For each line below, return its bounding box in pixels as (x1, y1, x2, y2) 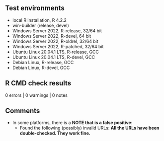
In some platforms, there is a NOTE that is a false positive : (12, 120, 133, 126)
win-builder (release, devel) (12, 22, 70, 28)
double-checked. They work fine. (19, 130, 91, 136)
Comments (5, 107, 40, 115)
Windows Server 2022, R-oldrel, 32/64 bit (12, 38, 98, 44)
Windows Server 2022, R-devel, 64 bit (12, 33, 91, 39)
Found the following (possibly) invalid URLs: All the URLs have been (19, 125, 160, 131)
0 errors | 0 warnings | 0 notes (5, 92, 68, 98)
